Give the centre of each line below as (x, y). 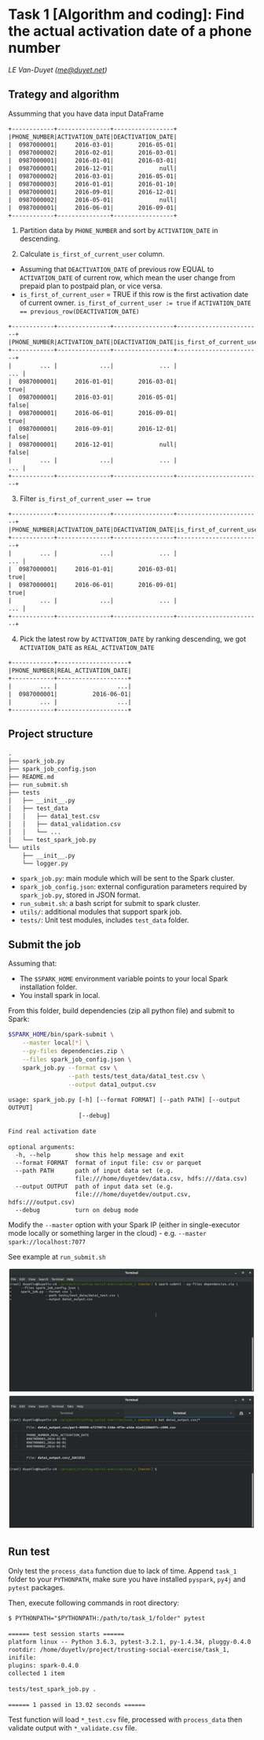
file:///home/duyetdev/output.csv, (133, 1194)
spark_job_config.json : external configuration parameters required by (133, 886)
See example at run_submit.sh (57, 1256)
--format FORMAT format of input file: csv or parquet (108, 1163)
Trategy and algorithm (64, 95)
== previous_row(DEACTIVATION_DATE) (79, 312)
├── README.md (31, 777)
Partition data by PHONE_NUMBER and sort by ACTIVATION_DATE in (119, 230)
